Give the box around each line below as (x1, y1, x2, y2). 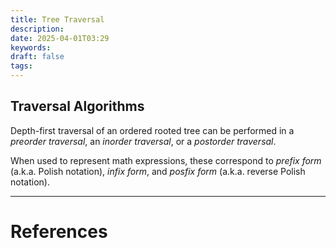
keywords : (10, 42, 52, 53)
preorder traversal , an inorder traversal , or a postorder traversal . (10, 135, 277, 147)
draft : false (10, 52, 65, 62)
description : (10, 24, 65, 34)
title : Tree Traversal (10, 14, 105, 25)
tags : (10, 61, 33, 71)
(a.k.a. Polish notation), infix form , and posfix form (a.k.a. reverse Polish (10, 165, 306, 177)
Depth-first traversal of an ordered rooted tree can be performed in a (10, 124, 295, 136)
